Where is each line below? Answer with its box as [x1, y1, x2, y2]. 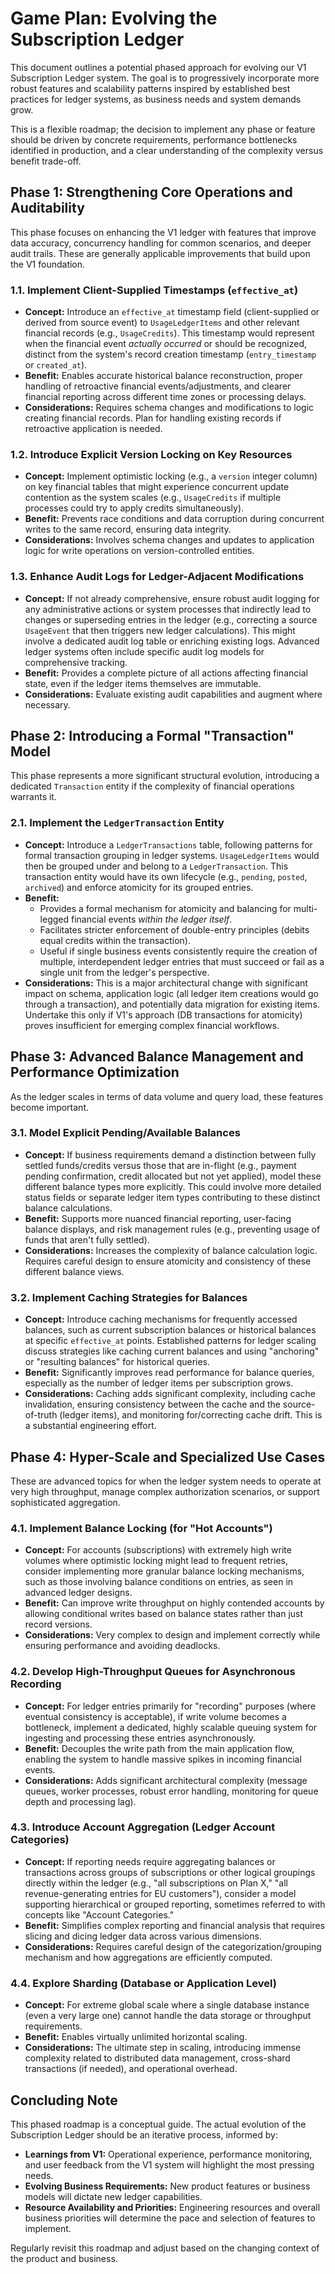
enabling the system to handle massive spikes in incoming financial [24, 1753, 302, 1765]
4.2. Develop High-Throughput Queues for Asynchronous [10, 1665, 296, 1679]
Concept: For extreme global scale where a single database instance [24, 1999, 310, 2011]
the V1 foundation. [10, 258, 86, 270]
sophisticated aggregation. [10, 1496, 121, 1508]
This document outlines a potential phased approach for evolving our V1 [10, 61, 307, 73]
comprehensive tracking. [24, 656, 128, 668]
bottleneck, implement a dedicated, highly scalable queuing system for [24, 1721, 318, 1733]
